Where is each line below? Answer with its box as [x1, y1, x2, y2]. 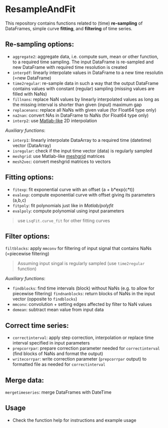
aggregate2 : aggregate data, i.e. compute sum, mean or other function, [12, 53, 159, 59]
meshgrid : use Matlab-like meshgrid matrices [12, 153, 105, 159]
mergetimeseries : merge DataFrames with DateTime [5, 389, 112, 395]
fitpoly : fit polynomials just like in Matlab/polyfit [12, 202, 114, 208]
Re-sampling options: [5, 40, 74, 49]
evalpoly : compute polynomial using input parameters [12, 208, 124, 214]
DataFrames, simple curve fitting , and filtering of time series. [5, 25, 133, 31]
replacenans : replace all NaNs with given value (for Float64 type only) [12, 107, 156, 113]
